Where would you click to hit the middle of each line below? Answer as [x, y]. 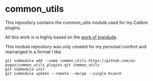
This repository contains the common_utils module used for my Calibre [76, 22]
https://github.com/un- [113, 61]
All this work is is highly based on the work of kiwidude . [61, 37]
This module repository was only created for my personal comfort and [76, 46]
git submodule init [25, 69]
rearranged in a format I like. [34, 52]
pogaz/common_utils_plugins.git [38, 65]
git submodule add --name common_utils [46, 61]
